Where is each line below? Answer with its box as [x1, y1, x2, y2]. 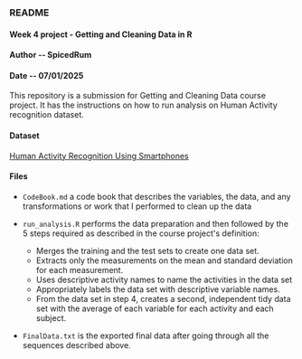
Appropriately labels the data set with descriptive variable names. [35, 283, 280, 295]
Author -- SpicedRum [9, 50, 92, 61]
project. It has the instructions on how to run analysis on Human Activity [9, 99, 278, 110]
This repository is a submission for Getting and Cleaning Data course [9, 90, 267, 101]
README [9, 6, 50, 19]
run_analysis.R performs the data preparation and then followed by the [22, 218, 289, 229]
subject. [35, 312, 66, 323]
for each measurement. [35, 264, 124, 275]
